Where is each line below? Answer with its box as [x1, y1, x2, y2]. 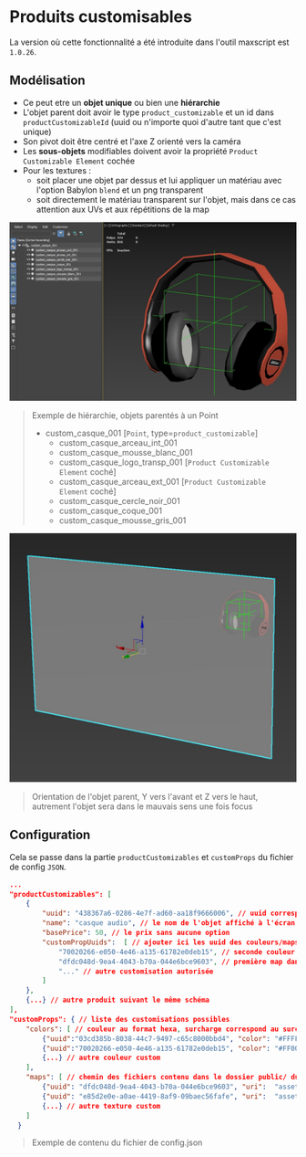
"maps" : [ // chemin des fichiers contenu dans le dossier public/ [25, 1073, 288, 1082]
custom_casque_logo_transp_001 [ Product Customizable [58, 457, 270, 468]
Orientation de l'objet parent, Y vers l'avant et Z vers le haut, [31, 791, 259, 802]
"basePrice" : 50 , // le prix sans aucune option [42, 929, 230, 938]
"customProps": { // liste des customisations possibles [9, 1015, 230, 1024]
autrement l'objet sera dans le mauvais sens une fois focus [31, 801, 253, 812]
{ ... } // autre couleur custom [42, 1053, 161, 1063]
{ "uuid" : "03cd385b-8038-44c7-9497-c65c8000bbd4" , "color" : [42, 1034, 271, 1043]
